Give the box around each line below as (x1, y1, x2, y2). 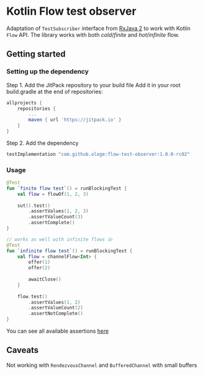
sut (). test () (17, 203, 51, 209)
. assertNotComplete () (28, 311, 84, 317)
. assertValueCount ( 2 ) (28, 305, 84, 311)
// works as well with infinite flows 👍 (6, 236, 113, 242)
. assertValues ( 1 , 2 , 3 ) (28, 208, 89, 214)
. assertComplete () (28, 220, 75, 226)
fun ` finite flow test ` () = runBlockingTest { (6, 185, 127, 191)
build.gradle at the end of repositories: (6, 88, 103, 95)
